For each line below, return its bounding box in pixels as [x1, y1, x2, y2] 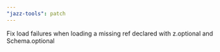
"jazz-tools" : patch [6, 10, 67, 17]
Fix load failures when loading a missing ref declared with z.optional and [6, 29, 213, 37]
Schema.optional [6, 36, 55, 45]
